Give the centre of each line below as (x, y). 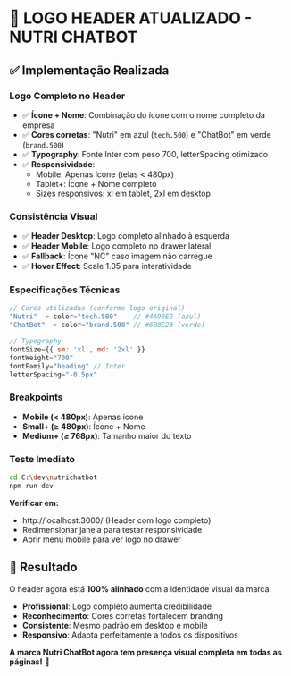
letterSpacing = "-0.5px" (54, 375)
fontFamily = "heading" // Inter (67, 366)
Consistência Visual (54, 216)
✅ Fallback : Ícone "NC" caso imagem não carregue (117, 256)
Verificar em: (34, 503)
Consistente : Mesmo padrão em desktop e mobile (115, 625)
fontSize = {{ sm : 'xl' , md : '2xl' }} (77, 349)
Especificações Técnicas (65, 290)
